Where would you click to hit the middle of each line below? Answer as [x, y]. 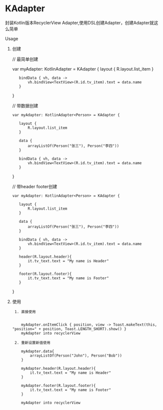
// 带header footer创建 [35, 186]
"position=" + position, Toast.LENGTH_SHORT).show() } [69, 329]
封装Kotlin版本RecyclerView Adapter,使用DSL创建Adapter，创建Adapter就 [80, 23]
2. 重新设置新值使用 [32, 343]
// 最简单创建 [25, 59]
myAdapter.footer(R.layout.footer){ [58, 386]
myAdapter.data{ [38, 351]
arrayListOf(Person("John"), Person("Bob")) [76, 356]
